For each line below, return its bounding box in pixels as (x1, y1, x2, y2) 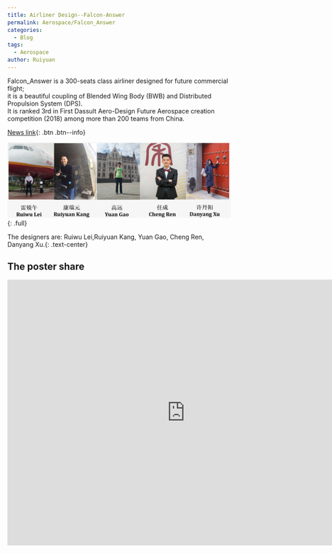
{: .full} (7, 218, 28, 227)
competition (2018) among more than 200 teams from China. (7, 114, 185, 123)
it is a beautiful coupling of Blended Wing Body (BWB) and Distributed (7, 91, 211, 100)
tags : (7, 41, 23, 49)
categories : (7, 26, 43, 33)
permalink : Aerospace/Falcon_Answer (7, 18, 116, 26)
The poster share (7, 261, 85, 273)
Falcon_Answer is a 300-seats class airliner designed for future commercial (7, 77, 228, 85)
